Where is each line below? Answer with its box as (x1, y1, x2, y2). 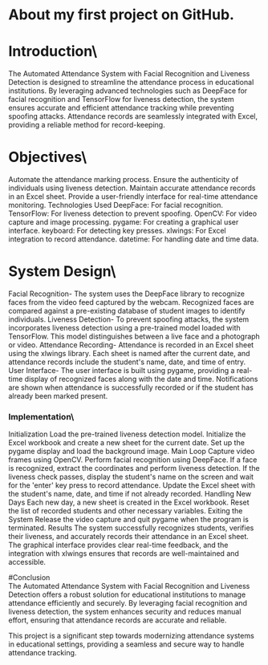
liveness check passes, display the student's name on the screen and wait (8, 472, 254, 482)
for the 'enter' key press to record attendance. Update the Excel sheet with (8, 481, 255, 490)
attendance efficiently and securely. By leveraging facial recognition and (8, 598, 247, 608)
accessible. (8, 558, 47, 567)
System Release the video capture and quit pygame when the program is (8, 515, 249, 525)
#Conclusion (8, 573, 51, 582)
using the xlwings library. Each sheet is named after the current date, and (8, 349, 250, 358)
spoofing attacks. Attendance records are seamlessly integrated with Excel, (8, 112, 258, 121)
